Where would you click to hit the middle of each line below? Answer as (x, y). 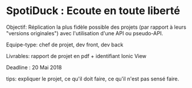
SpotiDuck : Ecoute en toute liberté (93, 11)
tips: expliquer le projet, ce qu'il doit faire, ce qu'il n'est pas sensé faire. (93, 79)
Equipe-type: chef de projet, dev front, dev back (65, 45)
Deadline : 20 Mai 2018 (34, 67)
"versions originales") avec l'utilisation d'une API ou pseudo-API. (85, 33)
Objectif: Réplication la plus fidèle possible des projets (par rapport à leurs (96, 27)
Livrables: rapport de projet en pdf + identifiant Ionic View (76, 56)
